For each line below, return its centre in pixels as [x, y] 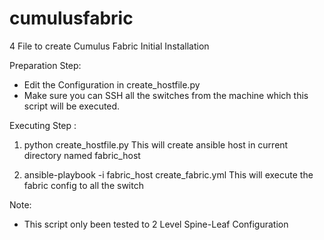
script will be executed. [72, 106]
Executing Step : [43, 125]
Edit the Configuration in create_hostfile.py [112, 84]
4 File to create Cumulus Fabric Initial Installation [109, 46]
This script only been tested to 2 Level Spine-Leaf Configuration [156, 224]
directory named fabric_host [82, 155]
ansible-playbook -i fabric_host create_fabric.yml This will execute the [168, 174]
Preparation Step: [45, 65]
